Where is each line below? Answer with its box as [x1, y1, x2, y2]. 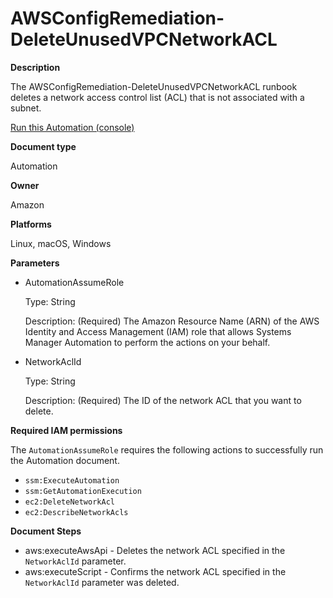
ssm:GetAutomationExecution [24, 486, 142, 496]
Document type [10, 140, 77, 152]
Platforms [10, 218, 52, 230]
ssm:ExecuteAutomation [24, 475, 120, 486]
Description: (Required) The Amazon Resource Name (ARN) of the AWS [24, 315, 320, 327]
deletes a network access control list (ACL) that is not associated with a [10, 91, 305, 103]
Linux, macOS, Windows [10, 237, 112, 249]
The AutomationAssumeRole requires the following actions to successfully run [10, 443, 324, 456]
